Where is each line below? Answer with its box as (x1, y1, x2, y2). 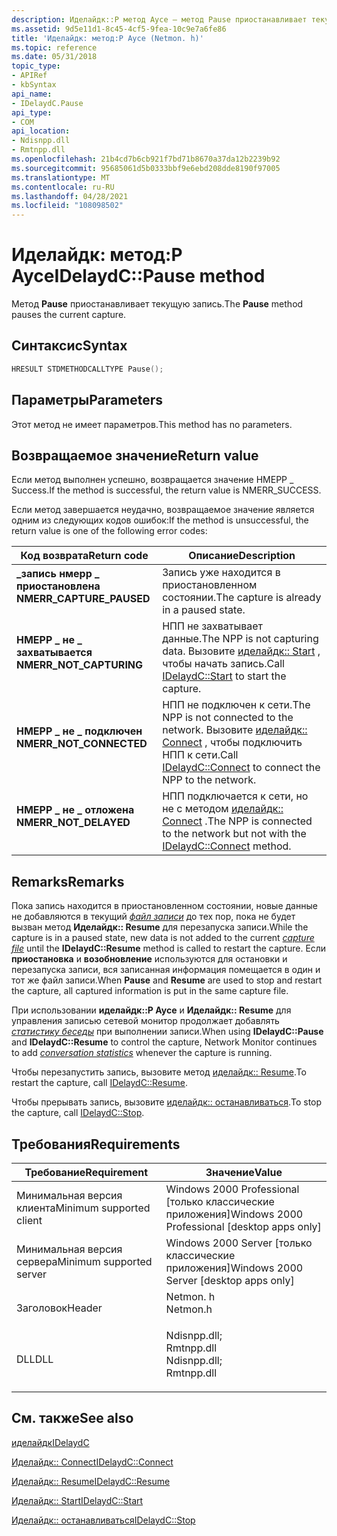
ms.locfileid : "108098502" (11, 201, 124, 211)
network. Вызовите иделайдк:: (162, 723, 308, 737)
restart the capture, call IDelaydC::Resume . (11, 1077, 189, 1089)
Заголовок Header (16, 1301, 103, 1315)
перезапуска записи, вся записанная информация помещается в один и (11, 964, 321, 976)
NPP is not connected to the (162, 711, 294, 725)
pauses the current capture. (11, 309, 127, 321)
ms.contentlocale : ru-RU (11, 182, 115, 192)
